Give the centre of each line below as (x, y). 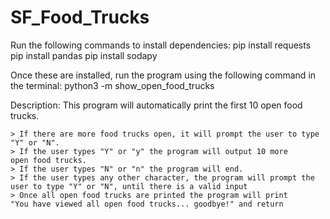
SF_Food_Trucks (80, 17)
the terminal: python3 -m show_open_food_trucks (112, 85)
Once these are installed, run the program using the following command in (163, 75)
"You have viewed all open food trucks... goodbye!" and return (147, 204)
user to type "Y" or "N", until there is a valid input (129, 186)
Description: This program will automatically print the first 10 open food (156, 105)
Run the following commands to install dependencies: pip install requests (161, 45)
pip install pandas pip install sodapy (84, 55)
